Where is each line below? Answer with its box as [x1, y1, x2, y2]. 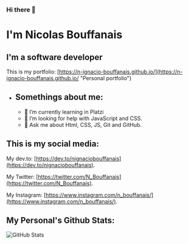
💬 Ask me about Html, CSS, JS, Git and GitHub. [24, 121, 142, 128]
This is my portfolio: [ [6, 68, 60, 75]
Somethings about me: [15, 92, 103, 103]
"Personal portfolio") [80, 74, 132, 81]
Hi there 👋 [6, 5, 36, 14]
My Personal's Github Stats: [6, 215, 115, 225]
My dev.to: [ [6, 155, 36, 162]
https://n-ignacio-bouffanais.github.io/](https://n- [58, 68, 183, 75]
